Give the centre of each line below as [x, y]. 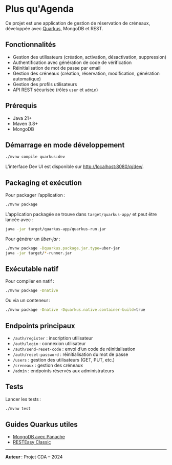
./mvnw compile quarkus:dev [35, 157]
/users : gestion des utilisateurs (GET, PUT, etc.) [64, 360]
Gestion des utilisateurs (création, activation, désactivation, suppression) [90, 57]
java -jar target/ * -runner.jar [39, 253]
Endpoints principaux [40, 326]
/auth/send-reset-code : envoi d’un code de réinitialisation [74, 349]
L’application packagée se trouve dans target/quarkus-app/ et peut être [81, 214]
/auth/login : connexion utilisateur [49, 343]
